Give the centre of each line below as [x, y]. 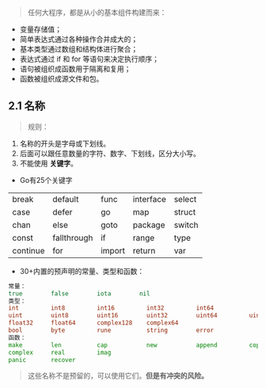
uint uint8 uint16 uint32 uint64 [113, 316]
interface [149, 199]
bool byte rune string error [111, 331]
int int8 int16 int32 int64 [111, 308]
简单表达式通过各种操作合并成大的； [79, 39]
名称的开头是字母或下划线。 [65, 143]
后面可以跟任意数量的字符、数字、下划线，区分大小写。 [110, 153]
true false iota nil [79, 293]
